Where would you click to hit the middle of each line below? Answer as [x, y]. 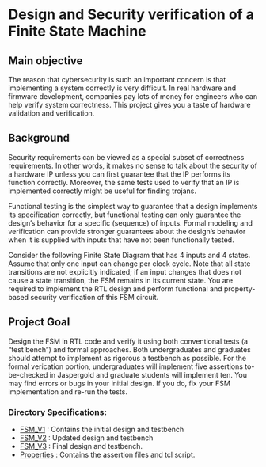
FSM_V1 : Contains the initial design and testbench [102, 429]
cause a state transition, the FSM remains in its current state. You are [121, 280]
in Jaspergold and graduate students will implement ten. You [148, 374]
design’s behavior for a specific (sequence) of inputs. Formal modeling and [131, 222]
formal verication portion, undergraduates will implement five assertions [126, 366]
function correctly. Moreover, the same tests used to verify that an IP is [124, 182]
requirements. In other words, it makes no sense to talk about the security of [133, 165]
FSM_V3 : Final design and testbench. [81, 446]
